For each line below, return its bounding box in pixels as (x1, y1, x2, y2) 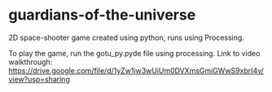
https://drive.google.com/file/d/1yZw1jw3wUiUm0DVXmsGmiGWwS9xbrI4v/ (8, 65, 265, 75)
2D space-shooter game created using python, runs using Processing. (8, 33, 244, 42)
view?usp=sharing (8, 74, 71, 84)
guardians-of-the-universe (8, 6, 196, 24)
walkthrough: (8, 57, 53, 67)
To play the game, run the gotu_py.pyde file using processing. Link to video (8, 48, 261, 58)
